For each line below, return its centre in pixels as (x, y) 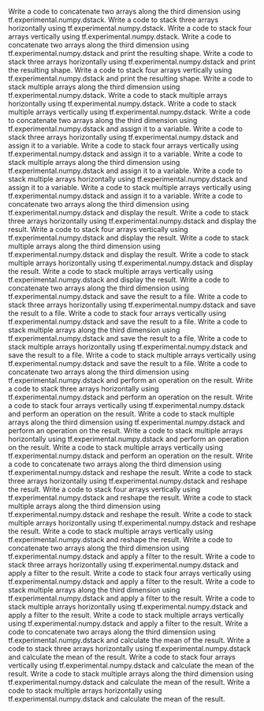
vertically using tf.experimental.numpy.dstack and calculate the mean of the (131, 665)
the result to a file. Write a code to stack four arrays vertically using (117, 313)
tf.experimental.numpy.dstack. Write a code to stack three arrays (113, 20)
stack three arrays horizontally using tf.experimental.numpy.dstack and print (132, 62)
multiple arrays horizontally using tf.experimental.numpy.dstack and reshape (132, 523)
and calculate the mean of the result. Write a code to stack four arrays (122, 657)
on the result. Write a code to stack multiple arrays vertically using (115, 447)
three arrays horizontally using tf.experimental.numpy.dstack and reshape (128, 481)
